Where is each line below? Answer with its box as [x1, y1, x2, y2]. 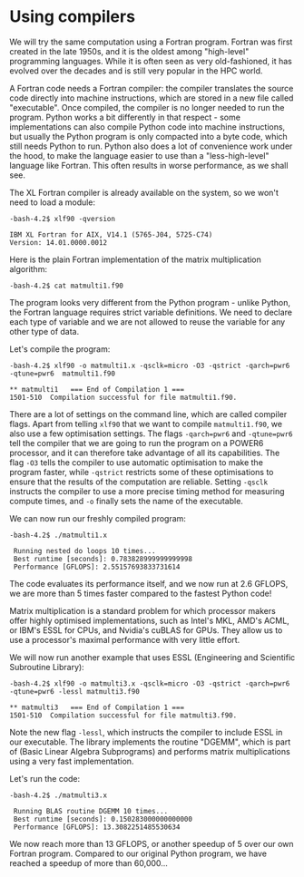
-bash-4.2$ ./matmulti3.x [9, 791, 107, 800]
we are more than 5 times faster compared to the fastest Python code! [9, 588, 272, 599]
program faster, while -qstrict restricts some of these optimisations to [9, 466, 274, 477]
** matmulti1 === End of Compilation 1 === [9, 385, 184, 394]
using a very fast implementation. [9, 755, 134, 766]
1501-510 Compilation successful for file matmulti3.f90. [9, 710, 238, 720]
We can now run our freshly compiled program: [9, 512, 186, 523]
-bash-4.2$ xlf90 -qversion [9, 214, 116, 223]
